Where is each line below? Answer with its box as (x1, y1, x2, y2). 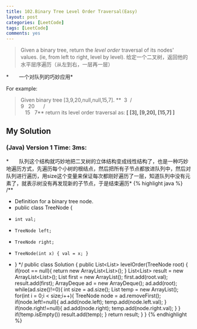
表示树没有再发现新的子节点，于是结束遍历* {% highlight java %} (26, 180, 183, 187)
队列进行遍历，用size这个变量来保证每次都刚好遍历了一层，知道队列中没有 (6, 172, 186, 179)
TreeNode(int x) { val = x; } (14, 250, 89, 256)
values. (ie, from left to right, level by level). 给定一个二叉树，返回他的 (20, 53, 188, 61)
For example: (6, 85, 38, 92)
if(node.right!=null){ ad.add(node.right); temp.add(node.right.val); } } (14, 304, 181, 311)
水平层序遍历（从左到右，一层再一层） (20, 61, 113, 68)
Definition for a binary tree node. (14, 197, 94, 204)
